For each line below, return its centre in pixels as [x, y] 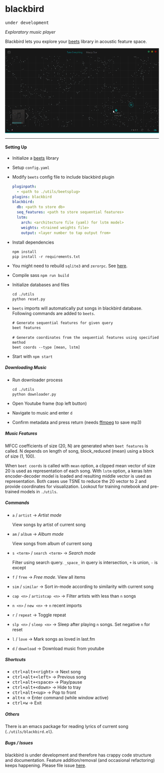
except [19, 567]
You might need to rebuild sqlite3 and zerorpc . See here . [70, 266]
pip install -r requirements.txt [46, 257]
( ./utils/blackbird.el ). [29, 731]
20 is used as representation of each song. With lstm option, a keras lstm [79, 471]
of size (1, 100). [20, 456]
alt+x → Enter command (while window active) [60, 698]
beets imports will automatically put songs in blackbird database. [77, 308]
